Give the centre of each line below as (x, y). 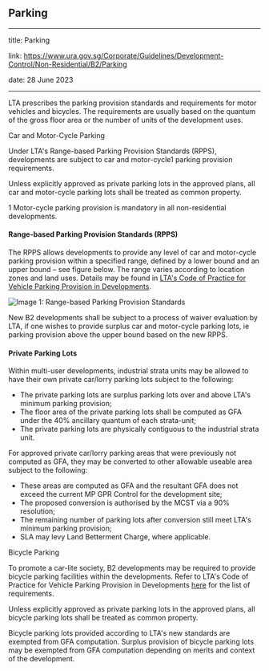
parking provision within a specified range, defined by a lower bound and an (134, 261)
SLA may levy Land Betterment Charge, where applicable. (115, 537)
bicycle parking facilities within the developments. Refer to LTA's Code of (128, 576)
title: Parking (29, 40)
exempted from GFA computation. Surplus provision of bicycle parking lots (131, 642)
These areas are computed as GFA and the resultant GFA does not (129, 486)
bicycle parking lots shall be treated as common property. (103, 618)
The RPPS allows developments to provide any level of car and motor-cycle (132, 253)
